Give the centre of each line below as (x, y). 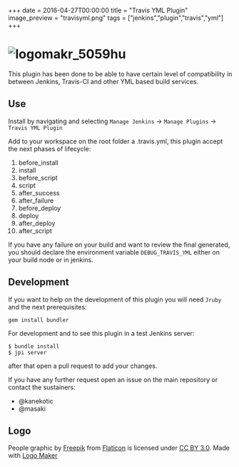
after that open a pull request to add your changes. (83, 366)
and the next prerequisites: (48, 307)
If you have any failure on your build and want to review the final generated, (119, 245)
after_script (35, 230)
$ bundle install (34, 346)
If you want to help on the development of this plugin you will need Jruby (115, 299)
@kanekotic (36, 401)
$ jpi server (27, 352)
